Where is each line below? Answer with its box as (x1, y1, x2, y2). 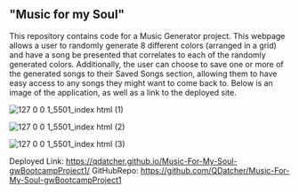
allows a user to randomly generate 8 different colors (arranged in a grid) (9, 40, 278, 50)
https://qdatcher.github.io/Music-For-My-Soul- (65, 155, 238, 167)
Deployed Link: (9, 155, 64, 167)
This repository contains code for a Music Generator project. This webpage (9, 30, 286, 41)
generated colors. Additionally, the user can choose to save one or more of (9, 58, 285, 69)
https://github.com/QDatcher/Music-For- (141, 165, 290, 175)
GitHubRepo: (92, 165, 140, 175)
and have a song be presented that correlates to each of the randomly (9, 49, 267, 60)
